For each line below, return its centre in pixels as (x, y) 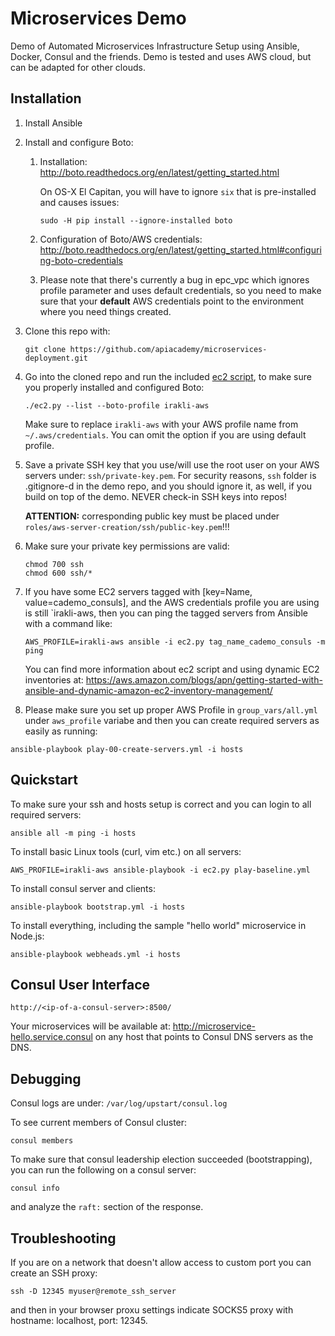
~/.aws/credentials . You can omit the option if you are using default (165, 434)
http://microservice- (214, 1026)
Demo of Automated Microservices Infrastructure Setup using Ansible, (155, 46)
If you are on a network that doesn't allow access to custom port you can (161, 1262)
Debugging (46, 1078)
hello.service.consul (51, 1037)
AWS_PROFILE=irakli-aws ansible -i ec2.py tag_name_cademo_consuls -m (175, 642)
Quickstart (44, 780)
